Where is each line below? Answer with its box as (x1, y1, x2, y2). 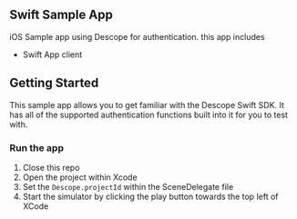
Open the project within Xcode (22, 172, 138, 183)
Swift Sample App (9, 7, 114, 23)
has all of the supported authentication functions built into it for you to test (9, 109, 289, 120)
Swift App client (22, 49, 83, 60)
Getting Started (9, 75, 99, 91)
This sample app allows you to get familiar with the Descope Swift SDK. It (9, 99, 285, 110)
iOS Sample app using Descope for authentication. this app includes (9, 31, 266, 42)
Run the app (9, 141, 64, 154)
